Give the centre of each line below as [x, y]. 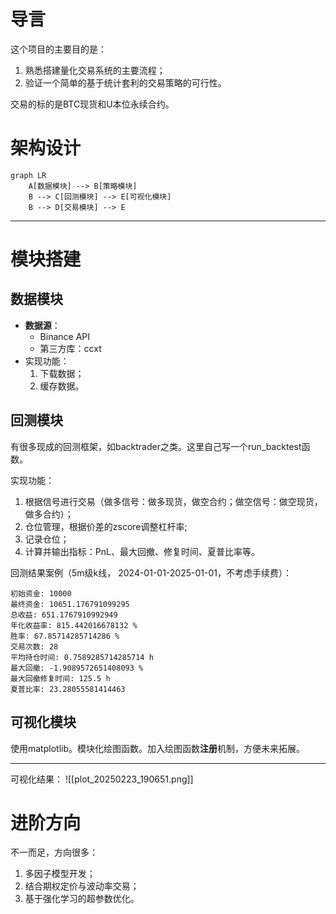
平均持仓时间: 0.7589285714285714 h [82, 657]
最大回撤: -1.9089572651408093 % [77, 668]
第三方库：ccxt [70, 348]
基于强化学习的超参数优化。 [82, 899]
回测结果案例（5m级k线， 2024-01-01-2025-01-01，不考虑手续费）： [151, 572]
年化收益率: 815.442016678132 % [74, 625]
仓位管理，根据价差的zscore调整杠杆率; [106, 526]
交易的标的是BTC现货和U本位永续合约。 [92, 104]
